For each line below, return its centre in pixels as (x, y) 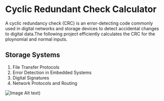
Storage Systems (33, 55)
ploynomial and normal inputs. (36, 39)
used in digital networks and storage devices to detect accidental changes (82, 28)
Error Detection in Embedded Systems (52, 72)
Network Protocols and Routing (45, 83)
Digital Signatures (31, 78)
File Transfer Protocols (36, 67)
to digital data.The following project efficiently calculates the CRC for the (80, 34)
